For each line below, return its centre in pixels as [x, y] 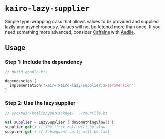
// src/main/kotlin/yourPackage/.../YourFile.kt [56, 113]
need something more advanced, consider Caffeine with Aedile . [70, 32]
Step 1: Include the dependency [44, 62]
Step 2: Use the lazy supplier [40, 103]
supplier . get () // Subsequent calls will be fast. [58, 132]
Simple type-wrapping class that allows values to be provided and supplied [82, 21]
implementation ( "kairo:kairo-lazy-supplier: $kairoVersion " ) [73, 86]
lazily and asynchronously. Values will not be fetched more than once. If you [83, 27]
